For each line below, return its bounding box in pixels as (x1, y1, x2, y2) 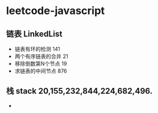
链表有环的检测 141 (14, 46, 60, 52)
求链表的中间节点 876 (14, 67, 67, 74)
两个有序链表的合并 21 (14, 53, 68, 60)
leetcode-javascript (6, 4, 105, 18)
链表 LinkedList (6, 29, 63, 39)
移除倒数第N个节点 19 (14, 60, 67, 67)
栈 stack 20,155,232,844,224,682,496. (6, 86, 153, 96)
